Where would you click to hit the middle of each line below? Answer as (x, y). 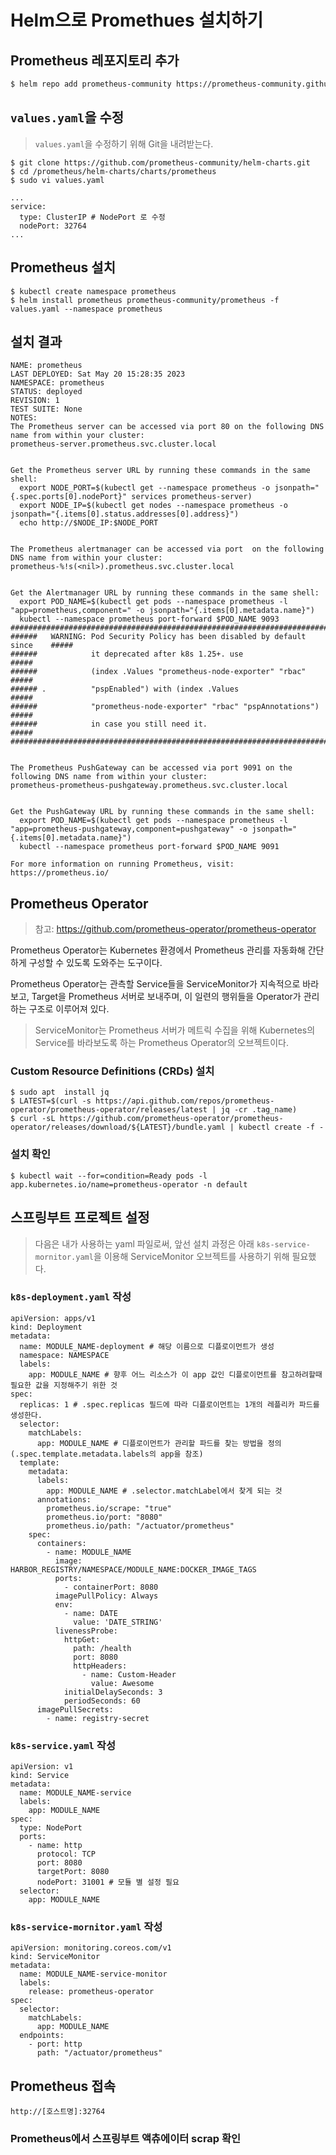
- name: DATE (90, 1613)
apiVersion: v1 (42, 1767)
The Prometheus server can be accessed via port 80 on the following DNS (167, 427)
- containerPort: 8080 (111, 1587)
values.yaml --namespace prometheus (86, 309)
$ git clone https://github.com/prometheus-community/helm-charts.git (160, 162)
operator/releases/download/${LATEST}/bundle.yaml (118, 1127)
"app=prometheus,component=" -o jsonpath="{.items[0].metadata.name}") (162, 611)
